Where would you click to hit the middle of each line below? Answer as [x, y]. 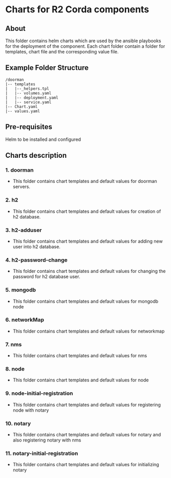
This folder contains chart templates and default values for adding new [88, 241]
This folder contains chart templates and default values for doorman [85, 181]
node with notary [31, 410]
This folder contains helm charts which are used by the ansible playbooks [83, 41]
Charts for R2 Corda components [77, 10]
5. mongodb [21, 290]
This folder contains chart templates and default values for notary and [87, 434]
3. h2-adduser [24, 230]
